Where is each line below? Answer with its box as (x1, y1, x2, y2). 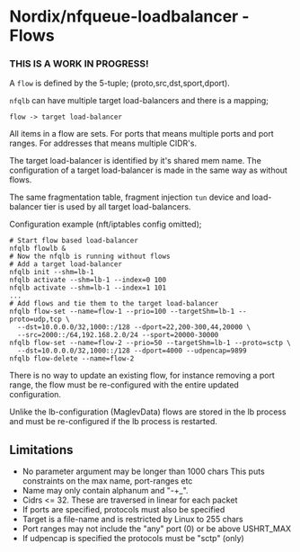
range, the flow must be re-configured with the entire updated (9, 379, 240, 390)
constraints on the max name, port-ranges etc (22, 476, 193, 486)
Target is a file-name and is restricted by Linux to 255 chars (22, 514, 244, 525)
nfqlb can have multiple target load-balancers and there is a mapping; (9, 95, 269, 106)
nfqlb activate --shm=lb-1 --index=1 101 (9, 283, 167, 293)
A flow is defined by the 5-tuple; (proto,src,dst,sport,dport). (9, 78, 231, 89)
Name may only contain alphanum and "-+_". (22, 485, 189, 496)
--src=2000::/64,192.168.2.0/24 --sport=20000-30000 (17, 331, 219, 340)
